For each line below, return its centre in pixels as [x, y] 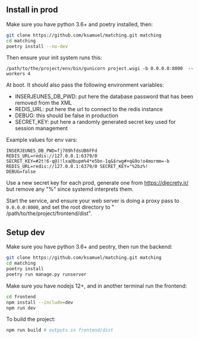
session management [41, 129]
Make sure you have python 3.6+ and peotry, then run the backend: [89, 247]
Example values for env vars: [42, 140]
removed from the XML [43, 103]
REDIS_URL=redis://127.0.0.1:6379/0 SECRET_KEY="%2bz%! [77, 167]
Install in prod [32, 10]
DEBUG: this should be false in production [66, 115]
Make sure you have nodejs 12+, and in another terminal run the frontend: [97, 286]
